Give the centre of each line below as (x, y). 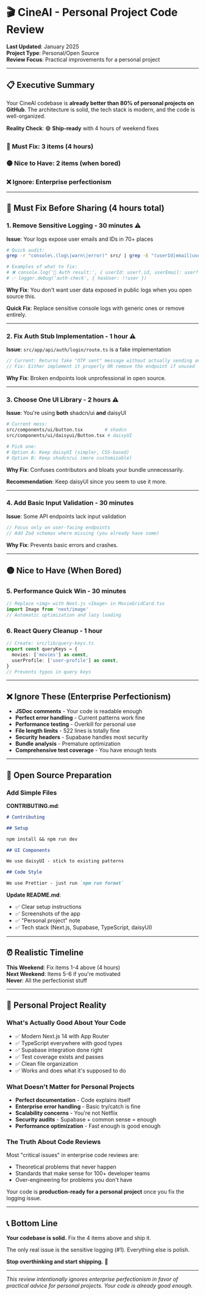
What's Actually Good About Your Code (66, 1023)
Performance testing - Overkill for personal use (75, 724)
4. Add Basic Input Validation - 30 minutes (70, 503)
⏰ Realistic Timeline (45, 952)
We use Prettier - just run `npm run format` (65, 883)
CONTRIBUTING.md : (33, 805)
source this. (21, 296)
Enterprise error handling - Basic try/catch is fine (78, 1106)
